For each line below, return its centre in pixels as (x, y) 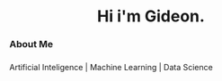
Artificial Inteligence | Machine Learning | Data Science (111, 68)
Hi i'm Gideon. (151, 16)
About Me (31, 45)
